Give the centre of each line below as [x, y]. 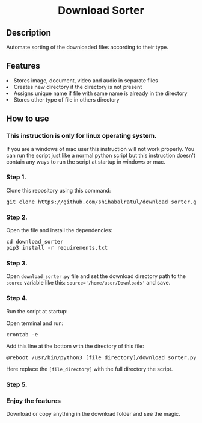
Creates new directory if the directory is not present [78, 87]
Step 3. [17, 264]
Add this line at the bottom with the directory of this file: [75, 346]
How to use [28, 119]
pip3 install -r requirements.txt [57, 248]
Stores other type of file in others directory [67, 99]
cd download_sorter [35, 242]
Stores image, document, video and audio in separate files [86, 80]
